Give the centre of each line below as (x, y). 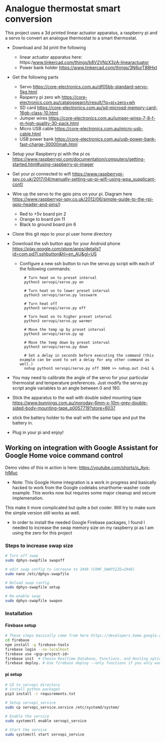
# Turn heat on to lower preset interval (67, 291)
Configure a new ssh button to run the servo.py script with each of (87, 263)
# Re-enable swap (23, 596)
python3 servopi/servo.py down (56, 347)
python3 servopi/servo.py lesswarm (60, 295)
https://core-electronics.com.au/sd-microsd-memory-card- (97, 107)
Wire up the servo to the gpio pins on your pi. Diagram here (72, 194)
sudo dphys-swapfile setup (33, 587)
